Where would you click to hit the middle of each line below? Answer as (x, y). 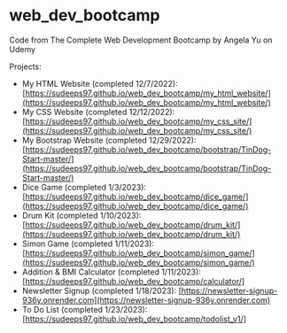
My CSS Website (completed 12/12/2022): (98, 112)
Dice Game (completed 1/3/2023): (84, 187)
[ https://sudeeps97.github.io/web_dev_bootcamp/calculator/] (133, 281)
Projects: (25, 66)
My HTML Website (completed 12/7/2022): (100, 83)
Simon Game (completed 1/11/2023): (88, 244)
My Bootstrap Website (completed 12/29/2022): (109, 140)
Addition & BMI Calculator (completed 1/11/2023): (111, 272)
